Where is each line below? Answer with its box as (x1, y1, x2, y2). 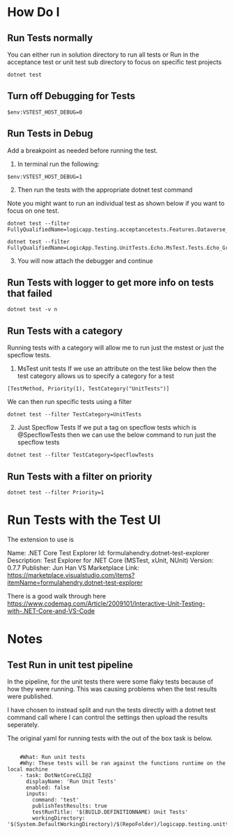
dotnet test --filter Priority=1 (7, 489, 104, 496)
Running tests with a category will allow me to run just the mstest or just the (7, 343, 224, 352)
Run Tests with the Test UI (7, 512, 162, 528)
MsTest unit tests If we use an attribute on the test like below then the (17, 364, 217, 373)
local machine (7, 766, 49, 773)
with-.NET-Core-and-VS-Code (7, 607, 95, 615)
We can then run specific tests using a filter (7, 398, 132, 406)
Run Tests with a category (7, 325, 123, 337)
